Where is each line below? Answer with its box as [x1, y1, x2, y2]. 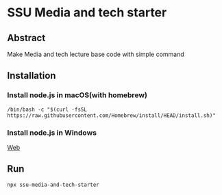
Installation [7, 70, 56, 81]
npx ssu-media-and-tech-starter [7, 181, 99, 188]
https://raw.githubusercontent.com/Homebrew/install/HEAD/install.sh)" [7, 112, 216, 119]
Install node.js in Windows [7, 128, 97, 138]
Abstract [7, 32, 46, 44]
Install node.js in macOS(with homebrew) [7, 90, 147, 100]
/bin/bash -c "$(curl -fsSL [7, 106, 88, 113]
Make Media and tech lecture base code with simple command [7, 50, 185, 58]
